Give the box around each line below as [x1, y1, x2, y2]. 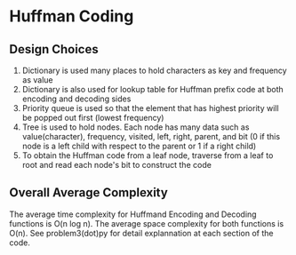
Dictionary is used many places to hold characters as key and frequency [21, 65, 287, 76]
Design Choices [9, 42, 100, 57]
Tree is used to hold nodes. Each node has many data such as [21, 122, 250, 132]
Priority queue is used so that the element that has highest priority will [21, 103, 279, 113]
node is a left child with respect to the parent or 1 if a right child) [21, 140, 257, 151]
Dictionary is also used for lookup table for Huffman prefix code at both [21, 84, 284, 94]
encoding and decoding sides [21, 93, 132, 104]
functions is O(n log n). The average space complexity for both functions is [9, 218, 284, 228]
